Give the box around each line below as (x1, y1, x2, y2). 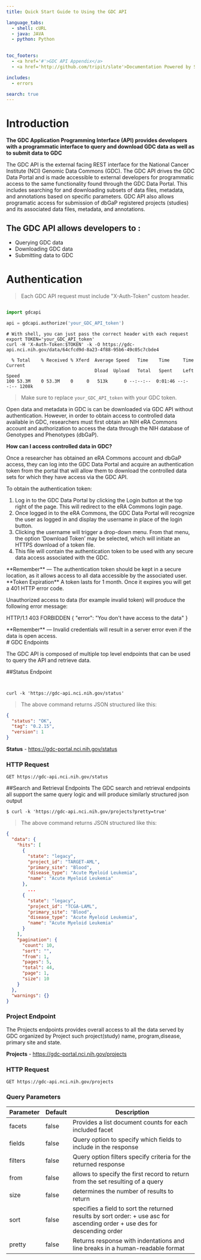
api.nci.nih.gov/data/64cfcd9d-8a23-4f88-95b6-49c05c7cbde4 (6, 346, 160, 352)
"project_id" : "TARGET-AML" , (28, 858, 100, 865)
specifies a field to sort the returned (72, 1204, 173, 1213)
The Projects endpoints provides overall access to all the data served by (6, 1026, 184, 1033)
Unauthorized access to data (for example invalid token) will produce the (6, 596, 185, 603)
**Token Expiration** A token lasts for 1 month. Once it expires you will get (6, 578, 191, 585)
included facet (72, 1126, 114, 1134)
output (6, 797, 23, 804)
